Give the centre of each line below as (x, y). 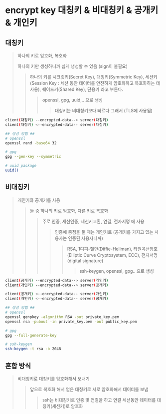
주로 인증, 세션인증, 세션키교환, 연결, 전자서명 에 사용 (93, 221)
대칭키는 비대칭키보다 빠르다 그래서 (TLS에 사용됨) (104, 111)
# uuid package (21, 166)
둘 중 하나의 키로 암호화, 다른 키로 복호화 (69, 211)
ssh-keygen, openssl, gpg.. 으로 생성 (117, 271)
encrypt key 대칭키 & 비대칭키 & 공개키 (82, 10)
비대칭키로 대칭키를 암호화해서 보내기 (53, 379)
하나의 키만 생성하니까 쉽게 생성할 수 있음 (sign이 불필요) (73, 66)
